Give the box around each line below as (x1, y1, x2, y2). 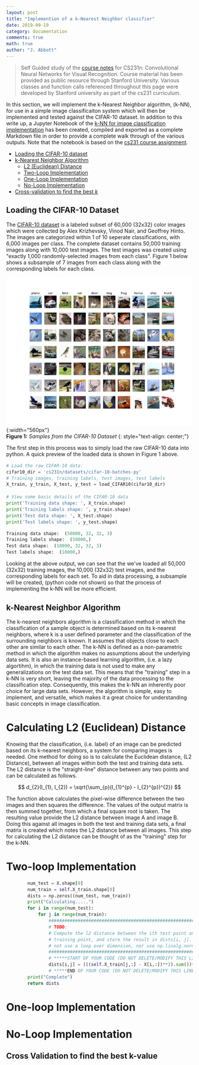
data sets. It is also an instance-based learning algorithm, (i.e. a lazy (6, 656, 173, 663)
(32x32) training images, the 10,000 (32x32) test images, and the (6, 567, 165, 574)
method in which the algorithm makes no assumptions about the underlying (6, 650, 191, 657)
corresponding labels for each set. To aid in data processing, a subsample (6, 573, 187, 580)
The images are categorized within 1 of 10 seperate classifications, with (6, 233, 181, 240)
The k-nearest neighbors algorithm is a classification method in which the (6, 618, 186, 625)
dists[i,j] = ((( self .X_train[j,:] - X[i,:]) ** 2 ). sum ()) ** (48, 962, 197, 968)
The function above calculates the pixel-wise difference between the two (6, 795, 185, 802)
